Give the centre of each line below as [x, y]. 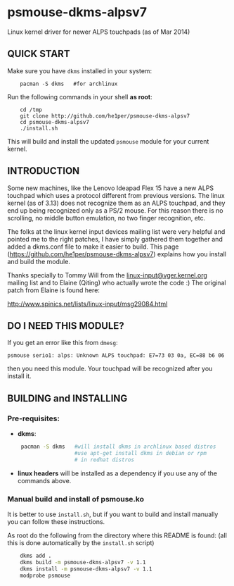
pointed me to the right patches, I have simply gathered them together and [115, 239]
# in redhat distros [104, 460]
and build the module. [39, 261]
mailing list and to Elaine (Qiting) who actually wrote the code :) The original [117, 282]
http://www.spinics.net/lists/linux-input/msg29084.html [87, 304]
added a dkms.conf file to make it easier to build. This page [93, 247]
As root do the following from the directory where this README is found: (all [117, 535]
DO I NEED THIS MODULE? [66, 326]
